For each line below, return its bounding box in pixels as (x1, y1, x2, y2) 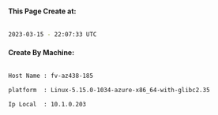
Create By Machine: (8, 47, 75, 57)
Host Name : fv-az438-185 (8, 72, 93, 80)
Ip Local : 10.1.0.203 (8, 101, 87, 109)
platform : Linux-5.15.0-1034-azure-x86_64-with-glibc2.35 (8, 87, 211, 95)
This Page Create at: (8, 6, 77, 16)
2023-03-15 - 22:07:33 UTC (8, 31, 97, 39)
